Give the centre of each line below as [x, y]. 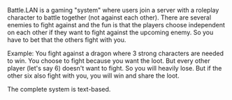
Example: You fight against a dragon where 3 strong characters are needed [116, 53]
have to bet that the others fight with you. [67, 40]
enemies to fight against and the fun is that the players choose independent [116, 25]
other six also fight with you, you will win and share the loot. [93, 76]
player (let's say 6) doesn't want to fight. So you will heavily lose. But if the [115, 68]
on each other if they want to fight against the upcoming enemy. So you [110, 32]
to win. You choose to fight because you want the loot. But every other [109, 61]
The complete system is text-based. [59, 89]
